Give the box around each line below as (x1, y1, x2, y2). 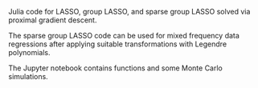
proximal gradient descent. (8, 15, 97, 25)
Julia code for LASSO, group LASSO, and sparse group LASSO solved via (8, 7, 251, 16)
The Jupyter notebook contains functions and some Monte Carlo (8, 63, 223, 73)
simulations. (8, 72, 48, 81)
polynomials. (8, 48, 51, 57)
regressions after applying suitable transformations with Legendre (8, 39, 227, 49)
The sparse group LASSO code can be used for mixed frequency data (8, 31, 240, 40)
